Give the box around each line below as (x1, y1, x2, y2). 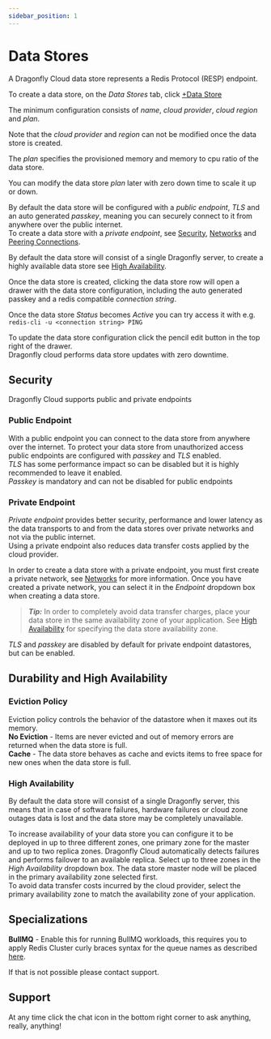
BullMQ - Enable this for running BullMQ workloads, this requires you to (8, 934, 248, 944)
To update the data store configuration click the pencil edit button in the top (8, 332, 260, 342)
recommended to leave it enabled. (8, 468, 123, 477)
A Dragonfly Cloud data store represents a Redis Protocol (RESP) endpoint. (8, 74, 258, 83)
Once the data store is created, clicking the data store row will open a (8, 276, 240, 286)
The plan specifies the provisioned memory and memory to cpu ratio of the (8, 153, 259, 163)
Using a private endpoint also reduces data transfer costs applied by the (8, 541, 249, 550)
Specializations (8, 913, 88, 926)
